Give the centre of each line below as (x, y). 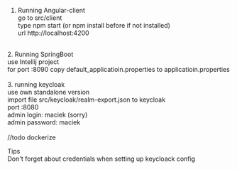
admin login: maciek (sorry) (48, 115)
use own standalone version (49, 92)
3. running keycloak (36, 84)
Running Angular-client (51, 10)
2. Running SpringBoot (40, 54)
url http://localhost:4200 (54, 33)
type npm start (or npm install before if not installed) (94, 25)
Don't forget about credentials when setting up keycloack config (101, 159)
